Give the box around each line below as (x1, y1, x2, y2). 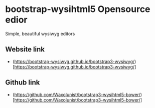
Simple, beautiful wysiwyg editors (5, 30, 75, 36)
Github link (5, 78, 40, 87)
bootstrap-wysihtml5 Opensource (5, 3, 150, 15)
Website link (5, 45, 45, 53)
